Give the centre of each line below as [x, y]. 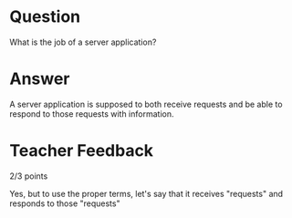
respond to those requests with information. [92, 114]
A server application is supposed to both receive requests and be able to [146, 104]
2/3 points [29, 176]
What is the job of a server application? [83, 42]
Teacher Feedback [81, 151]
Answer [40, 79]
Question [45, 17]
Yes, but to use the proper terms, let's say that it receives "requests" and [146, 193]
